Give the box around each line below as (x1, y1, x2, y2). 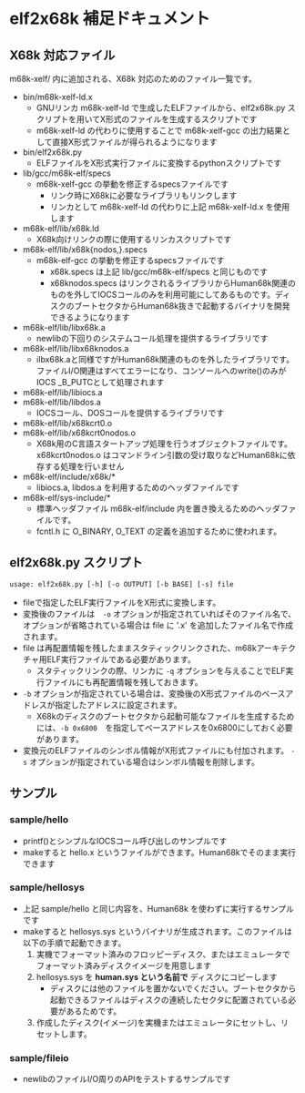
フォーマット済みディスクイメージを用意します (36, 960, 212, 971)
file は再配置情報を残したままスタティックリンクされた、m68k (22, 642, 257, 653)
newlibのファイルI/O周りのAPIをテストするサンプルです (22, 1074, 231, 1085)
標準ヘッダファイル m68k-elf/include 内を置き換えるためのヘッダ (36, 503, 280, 514)
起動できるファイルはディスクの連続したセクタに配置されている (49, 994, 289, 1005)
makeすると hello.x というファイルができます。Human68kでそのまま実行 (22, 846, 297, 857)
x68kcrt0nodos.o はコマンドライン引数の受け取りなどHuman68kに (36, 450, 289, 460)
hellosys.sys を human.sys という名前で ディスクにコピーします (36, 971, 278, 982)
